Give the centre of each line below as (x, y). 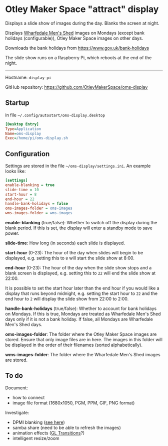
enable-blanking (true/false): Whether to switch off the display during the (81, 223)
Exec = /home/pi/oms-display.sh (37, 138)
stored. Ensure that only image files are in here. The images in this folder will (84, 340)
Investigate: (17, 412)
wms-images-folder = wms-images (39, 213)
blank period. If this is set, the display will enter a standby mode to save (79, 228)
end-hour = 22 (20, 199)
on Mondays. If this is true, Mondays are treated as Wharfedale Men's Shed (83, 314)
